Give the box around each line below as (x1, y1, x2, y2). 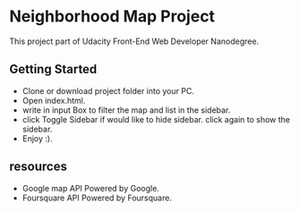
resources (9, 159, 67, 174)
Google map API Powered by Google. (21, 182, 159, 193)
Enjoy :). (21, 132, 53, 144)
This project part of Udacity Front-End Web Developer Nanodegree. (9, 36, 260, 47)
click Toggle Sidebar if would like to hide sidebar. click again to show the (21, 114, 291, 124)
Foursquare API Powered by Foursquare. (21, 192, 173, 203)
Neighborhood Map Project (9, 6, 216, 27)
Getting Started (9, 62, 98, 77)
